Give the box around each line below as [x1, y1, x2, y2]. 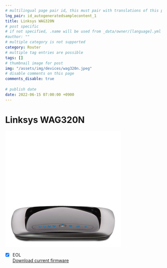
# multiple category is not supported [5, 40, 85, 45]
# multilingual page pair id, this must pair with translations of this [5, 8, 159, 13]
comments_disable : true [5, 76, 55, 82]
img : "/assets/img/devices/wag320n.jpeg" [5, 66, 92, 71]
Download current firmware [12, 257, 69, 264]
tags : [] [5, 55, 23, 60]
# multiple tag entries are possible [5, 50, 83, 55]
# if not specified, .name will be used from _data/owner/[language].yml [5, 29, 162, 34]
